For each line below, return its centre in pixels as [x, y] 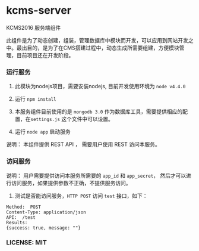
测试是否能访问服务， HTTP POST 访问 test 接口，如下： [81, 196]
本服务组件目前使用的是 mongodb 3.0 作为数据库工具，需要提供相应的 [99, 111]
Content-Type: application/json [46, 212]
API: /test [21, 217]
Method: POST [24, 207]
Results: [17, 222]
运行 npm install [35, 99]
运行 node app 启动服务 [42, 132]
